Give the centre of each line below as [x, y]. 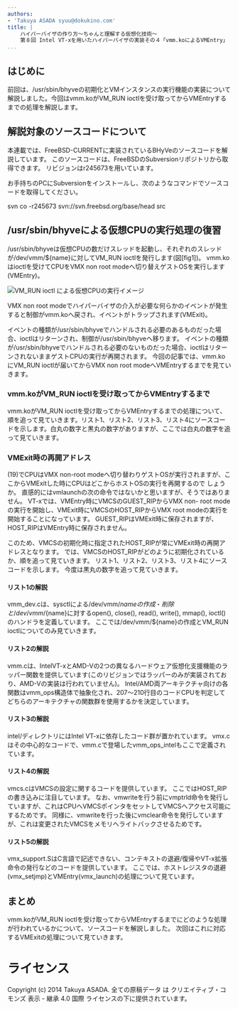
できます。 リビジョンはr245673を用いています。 [85, 168]
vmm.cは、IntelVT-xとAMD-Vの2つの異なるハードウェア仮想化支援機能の [115, 666]
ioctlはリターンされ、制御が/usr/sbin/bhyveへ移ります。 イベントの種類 [124, 338]
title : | [20, 27]
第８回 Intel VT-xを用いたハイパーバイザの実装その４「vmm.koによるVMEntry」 [124, 41]
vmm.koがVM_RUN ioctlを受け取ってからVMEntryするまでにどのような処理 [117, 919]
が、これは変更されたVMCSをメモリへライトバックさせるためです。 [107, 824]
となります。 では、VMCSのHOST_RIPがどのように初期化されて [119, 552]
